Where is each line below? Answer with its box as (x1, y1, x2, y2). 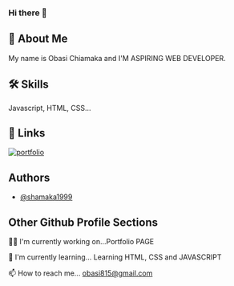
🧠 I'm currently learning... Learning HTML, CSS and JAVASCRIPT (8, 252, 222, 262)
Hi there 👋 (8, 7, 48, 18)
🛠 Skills (8, 78, 50, 92)
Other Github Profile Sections (8, 215, 159, 229)
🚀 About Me (8, 32, 68, 46)
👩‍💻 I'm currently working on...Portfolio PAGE (8, 236, 155, 246)
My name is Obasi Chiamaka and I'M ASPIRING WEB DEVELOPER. (8, 53, 226, 63)
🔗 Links (8, 126, 46, 140)
